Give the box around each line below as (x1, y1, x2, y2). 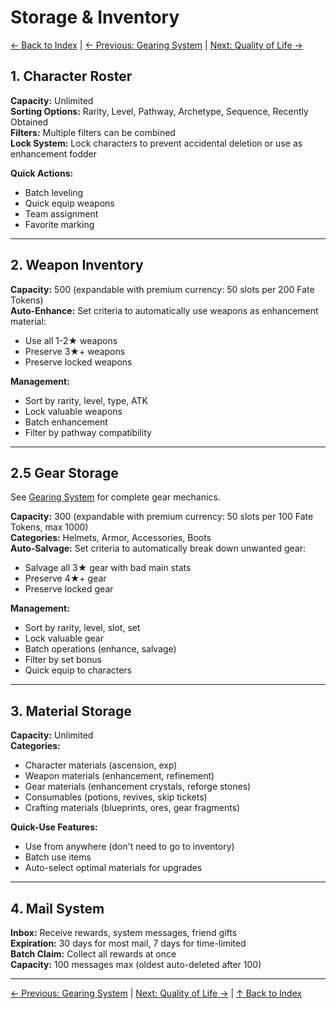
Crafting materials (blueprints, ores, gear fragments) (24, 802, 241, 814)
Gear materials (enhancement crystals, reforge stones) (24, 781, 252, 793)
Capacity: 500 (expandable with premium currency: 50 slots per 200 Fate (10, 283, 315, 295)
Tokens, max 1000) (10, 521, 89, 533)
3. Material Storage (10, 702, 132, 720)
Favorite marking (24, 218, 95, 230)
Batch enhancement (24, 416, 108, 428)
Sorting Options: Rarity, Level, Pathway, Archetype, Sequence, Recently (10, 105, 309, 117)
